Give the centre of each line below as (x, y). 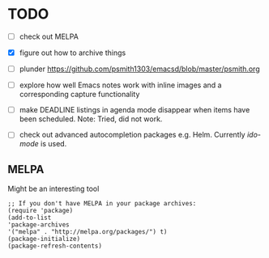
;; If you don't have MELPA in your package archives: (102, 204)
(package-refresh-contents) (55, 246)
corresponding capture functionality (79, 95)
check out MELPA (49, 36)
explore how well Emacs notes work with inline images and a (120, 85)
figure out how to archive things (73, 53)
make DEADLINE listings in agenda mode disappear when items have (134, 110)
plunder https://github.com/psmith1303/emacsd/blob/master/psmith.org (139, 69)
